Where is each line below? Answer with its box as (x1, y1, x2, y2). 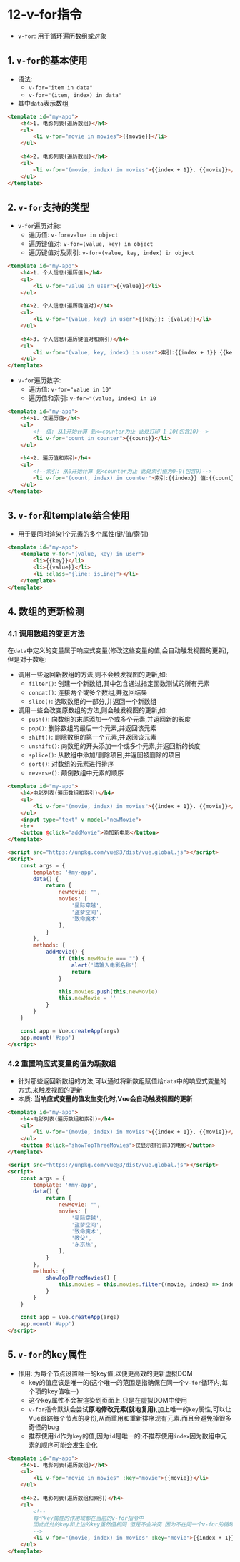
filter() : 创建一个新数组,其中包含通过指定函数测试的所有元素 (28, 680, 210, 688)
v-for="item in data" (28, 84, 93, 91)
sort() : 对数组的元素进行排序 (28, 760, 114, 768)
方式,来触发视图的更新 (17, 1085, 83, 1094)
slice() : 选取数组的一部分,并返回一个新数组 (28, 697, 157, 706)
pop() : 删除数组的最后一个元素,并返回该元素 (28, 724, 157, 732)
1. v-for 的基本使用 (7, 54, 88, 66)
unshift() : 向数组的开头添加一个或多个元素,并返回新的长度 (28, 742, 201, 750)
